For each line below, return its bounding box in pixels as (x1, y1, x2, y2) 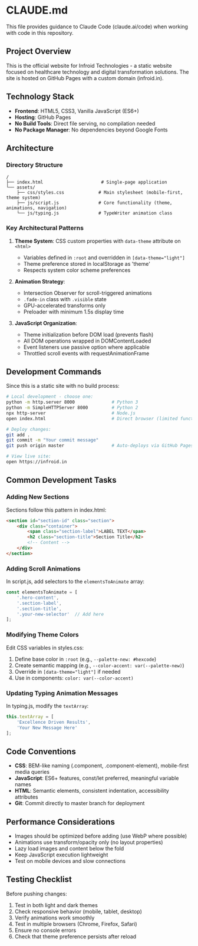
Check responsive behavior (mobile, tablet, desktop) (14, 908, 143, 915)
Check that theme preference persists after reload (14, 932, 137, 940)
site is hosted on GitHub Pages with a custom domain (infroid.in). (6, 74, 164, 81)
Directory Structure (6, 160, 63, 169)
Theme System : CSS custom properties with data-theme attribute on (14, 237, 181, 245)
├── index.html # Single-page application (6, 179, 167, 186)
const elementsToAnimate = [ (6, 589, 78, 595)
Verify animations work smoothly (14, 914, 95, 921)
